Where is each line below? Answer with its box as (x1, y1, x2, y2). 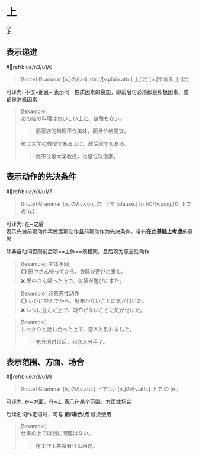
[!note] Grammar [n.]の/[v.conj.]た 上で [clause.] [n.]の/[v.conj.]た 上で (20, 200, 191, 207)
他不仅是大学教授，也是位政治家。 (35, 152, 119, 159)
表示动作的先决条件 (6, 172, 76, 182)
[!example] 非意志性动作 (20, 290, 80, 297)
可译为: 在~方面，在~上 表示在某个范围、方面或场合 (6, 398, 132, 405)
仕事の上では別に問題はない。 (20, 429, 94, 437)
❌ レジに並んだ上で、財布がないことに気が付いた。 (20, 306, 146, 313)
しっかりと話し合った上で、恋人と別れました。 (20, 325, 135, 332)
